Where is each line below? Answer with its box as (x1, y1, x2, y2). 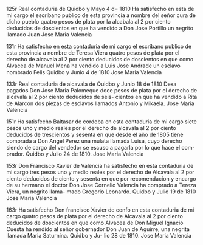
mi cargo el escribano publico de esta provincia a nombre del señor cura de (6, 12, 196, 19)
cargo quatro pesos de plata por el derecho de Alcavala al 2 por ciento (6, 213, 184, 219)
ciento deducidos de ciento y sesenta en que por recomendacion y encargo (6, 175, 196, 182)
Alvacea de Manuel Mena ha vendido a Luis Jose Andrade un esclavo (6, 62, 181, 69)
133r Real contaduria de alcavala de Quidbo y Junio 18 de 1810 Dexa (6, 80, 177, 88)
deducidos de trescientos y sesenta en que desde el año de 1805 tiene (6, 131, 184, 138)
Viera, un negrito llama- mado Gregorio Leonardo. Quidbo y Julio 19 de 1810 (6, 188, 196, 195)
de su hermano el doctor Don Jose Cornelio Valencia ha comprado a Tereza (6, 182, 196, 188)
